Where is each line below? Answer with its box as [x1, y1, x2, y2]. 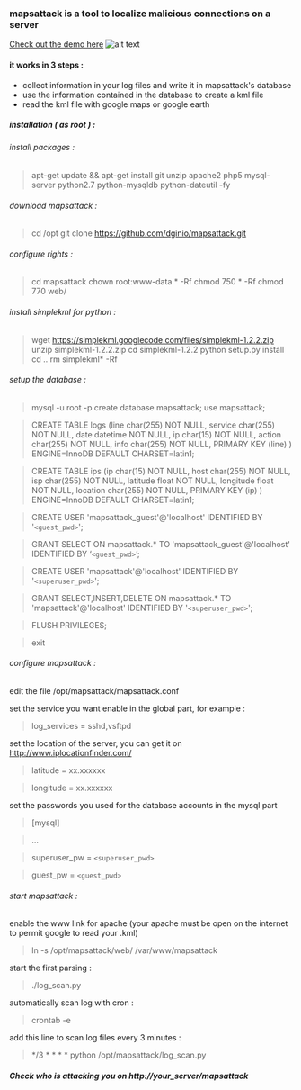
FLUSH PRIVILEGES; [31, 619, 108, 630]
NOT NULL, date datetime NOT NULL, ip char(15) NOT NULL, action [31, 428, 281, 439]
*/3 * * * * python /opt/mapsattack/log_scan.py [31, 1049, 207, 1060]
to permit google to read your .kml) [9, 928, 139, 939]
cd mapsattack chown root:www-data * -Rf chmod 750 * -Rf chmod [31, 276, 285, 287]
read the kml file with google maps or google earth [22, 98, 210, 110]
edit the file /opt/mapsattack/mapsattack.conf [9, 686, 180, 697]
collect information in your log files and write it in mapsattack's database [22, 79, 292, 90]
